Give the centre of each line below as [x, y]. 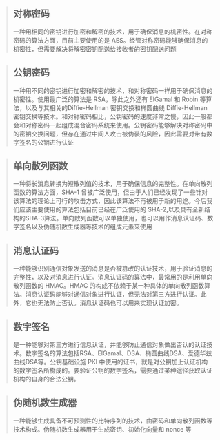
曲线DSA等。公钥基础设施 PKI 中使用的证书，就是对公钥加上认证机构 [110, 362]
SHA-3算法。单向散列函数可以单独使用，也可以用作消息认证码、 [116, 218]
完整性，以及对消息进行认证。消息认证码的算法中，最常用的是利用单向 [113, 277]
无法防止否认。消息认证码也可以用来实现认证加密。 [110, 303]
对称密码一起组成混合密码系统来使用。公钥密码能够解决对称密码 [116, 125]
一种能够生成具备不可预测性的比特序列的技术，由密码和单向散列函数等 [113, 421]
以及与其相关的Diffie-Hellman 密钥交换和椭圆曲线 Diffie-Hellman [116, 107]
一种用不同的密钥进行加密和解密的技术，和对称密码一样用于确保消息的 [113, 90]
